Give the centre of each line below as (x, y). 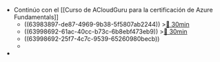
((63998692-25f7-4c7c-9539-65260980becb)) (92, 39)
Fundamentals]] (36, 17)
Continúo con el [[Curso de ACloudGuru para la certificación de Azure (113, 10)
